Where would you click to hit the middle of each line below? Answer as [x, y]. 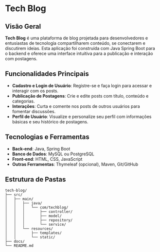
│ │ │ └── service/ [36, 225]
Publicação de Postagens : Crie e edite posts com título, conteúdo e [80, 96]
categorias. [23, 101]
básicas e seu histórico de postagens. [50, 121]
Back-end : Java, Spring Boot [41, 149]
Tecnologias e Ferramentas [47, 137]
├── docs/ [15, 242]
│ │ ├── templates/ [34, 233]
